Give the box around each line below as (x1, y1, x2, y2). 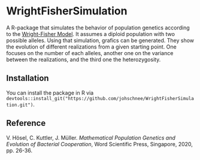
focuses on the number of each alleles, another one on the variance (6, 49, 174, 56)
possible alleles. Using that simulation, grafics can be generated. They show (6, 37, 195, 44)
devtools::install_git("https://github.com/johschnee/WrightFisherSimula (6, 95, 195, 101)
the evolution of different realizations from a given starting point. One (6, 43, 177, 50)
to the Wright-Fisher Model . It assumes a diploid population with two (6, 30, 175, 37)
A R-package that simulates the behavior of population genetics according (6, 24, 190, 31)
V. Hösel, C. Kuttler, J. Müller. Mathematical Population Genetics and (6, 134, 175, 141)
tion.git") (6, 102, 34, 108)
